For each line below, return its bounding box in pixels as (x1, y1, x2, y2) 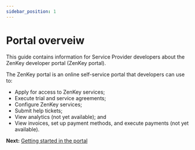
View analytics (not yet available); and (14, 113, 107, 120)
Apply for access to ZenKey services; (14, 88, 105, 96)
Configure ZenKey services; (14, 101, 83, 108)
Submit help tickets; (14, 107, 63, 114)
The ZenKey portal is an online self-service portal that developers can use (6, 71, 185, 78)
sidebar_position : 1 (6, 8, 57, 15)
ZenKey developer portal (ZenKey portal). (6, 59, 107, 66)
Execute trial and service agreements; (14, 94, 107, 101)
